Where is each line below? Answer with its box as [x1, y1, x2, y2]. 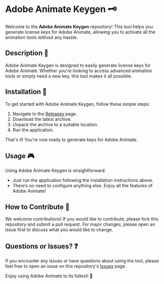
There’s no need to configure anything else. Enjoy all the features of [12, 183, 153, 189]
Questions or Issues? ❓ [5, 242, 78, 250]
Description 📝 [5, 49, 49, 57]
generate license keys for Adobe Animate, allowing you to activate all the [5, 29, 155, 35]
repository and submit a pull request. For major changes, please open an [5, 222, 155, 228]
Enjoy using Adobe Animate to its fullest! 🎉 [5, 273, 93, 279]
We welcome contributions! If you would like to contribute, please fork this [5, 216, 159, 222]
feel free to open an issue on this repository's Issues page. [5, 263, 127, 269]
